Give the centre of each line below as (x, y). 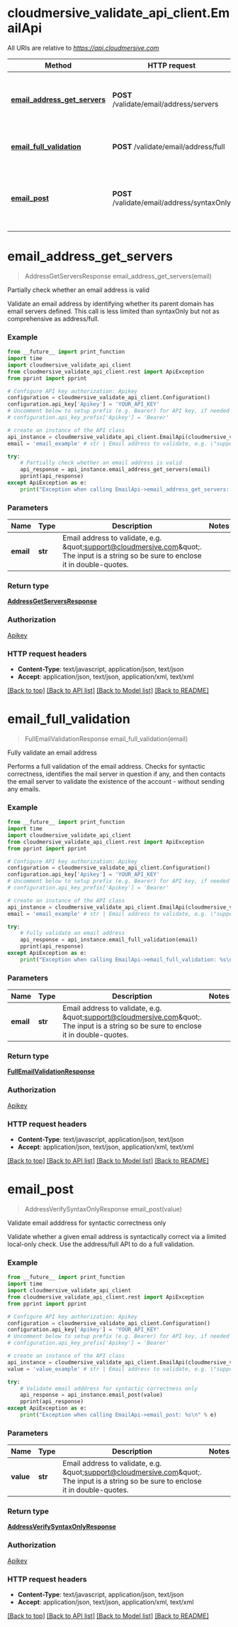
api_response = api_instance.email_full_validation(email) (109, 940)
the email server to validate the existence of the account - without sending (116, 781)
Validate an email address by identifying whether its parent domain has (111, 303)
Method (58, 65)
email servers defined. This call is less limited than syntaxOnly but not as (113, 311)
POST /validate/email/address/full (169, 146)
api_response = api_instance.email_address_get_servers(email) (115, 470)
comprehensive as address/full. (53, 318)
